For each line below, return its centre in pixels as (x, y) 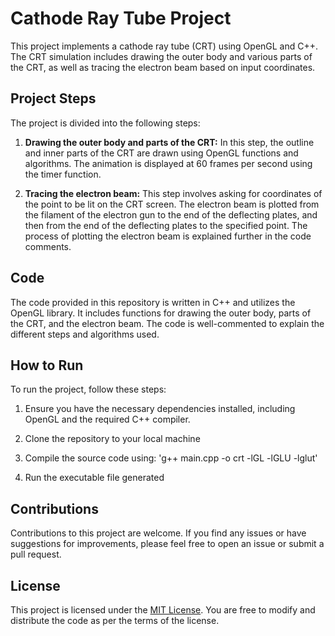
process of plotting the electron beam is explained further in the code (168, 236)
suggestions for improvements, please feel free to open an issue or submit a (167, 544)
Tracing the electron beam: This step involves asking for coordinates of (173, 193)
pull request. (36, 554)
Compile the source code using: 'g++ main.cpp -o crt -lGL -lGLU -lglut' (171, 458)
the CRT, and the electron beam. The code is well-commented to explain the (167, 323)
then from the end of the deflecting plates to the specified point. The (166, 225)
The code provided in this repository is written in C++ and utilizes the (153, 302)
